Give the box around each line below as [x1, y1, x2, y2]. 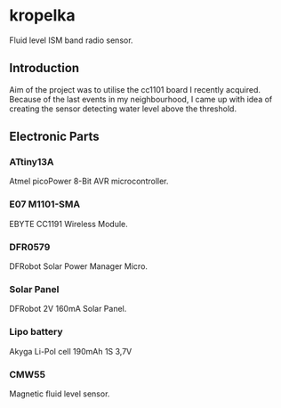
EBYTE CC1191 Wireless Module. [9, 218, 129, 229]
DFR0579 [9, 241, 51, 253]
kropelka [9, 5, 76, 26]
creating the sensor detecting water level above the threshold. [9, 103, 237, 114]
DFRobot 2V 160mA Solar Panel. [9, 304, 127, 314]
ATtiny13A [9, 156, 55, 168]
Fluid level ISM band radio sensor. [9, 35, 133, 45]
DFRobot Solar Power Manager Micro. [9, 261, 149, 272]
